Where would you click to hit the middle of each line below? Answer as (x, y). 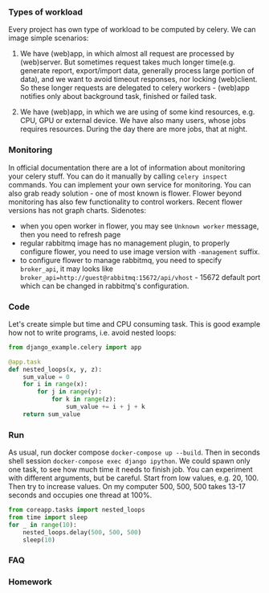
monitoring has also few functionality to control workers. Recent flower (126, 202)
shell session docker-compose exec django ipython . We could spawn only (129, 461)
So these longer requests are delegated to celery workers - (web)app (135, 88)
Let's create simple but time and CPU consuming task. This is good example (134, 323)
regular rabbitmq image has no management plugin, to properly (125, 243)
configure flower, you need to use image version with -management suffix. (140, 251)
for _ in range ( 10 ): (43, 525)
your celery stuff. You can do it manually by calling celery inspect (118, 176)
